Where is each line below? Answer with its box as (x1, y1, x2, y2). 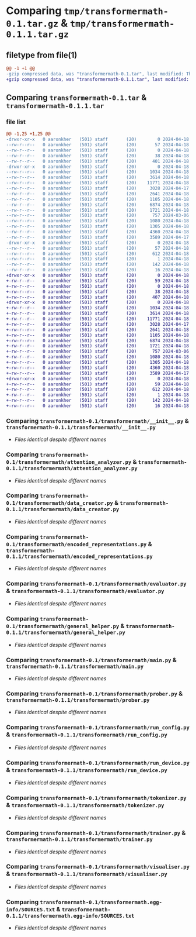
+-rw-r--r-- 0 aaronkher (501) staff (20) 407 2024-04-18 (6, 294, 190, 300)
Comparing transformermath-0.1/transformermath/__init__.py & (6, 416, 189, 425)
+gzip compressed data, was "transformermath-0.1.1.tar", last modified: (6, 76, 190, 82)
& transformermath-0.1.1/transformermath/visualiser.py (6, 870, 167, 878)
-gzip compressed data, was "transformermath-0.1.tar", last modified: (6, 71, 184, 77)
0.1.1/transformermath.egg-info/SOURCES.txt (6, 912, 135, 919)
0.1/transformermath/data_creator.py (6, 500, 114, 507)
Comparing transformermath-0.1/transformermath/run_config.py (6, 724, 190, 732)
